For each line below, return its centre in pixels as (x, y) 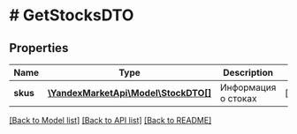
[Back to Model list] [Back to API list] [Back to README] (110, 120)
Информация (248, 87)
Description (248, 73)
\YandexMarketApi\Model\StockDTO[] (129, 93)
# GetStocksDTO (72, 15)
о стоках (238, 98)
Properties (39, 48)
